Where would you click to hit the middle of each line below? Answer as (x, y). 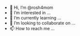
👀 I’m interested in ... (30, 13)
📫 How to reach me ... (32, 28)
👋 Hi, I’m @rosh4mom (31, 8)
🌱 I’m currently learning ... (35, 18)
